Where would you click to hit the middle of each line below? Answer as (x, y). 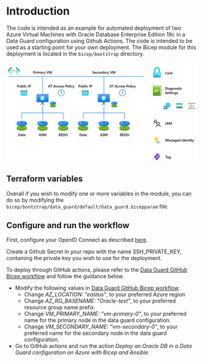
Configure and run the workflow (68, 225)
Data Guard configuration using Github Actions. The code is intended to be (99, 41)
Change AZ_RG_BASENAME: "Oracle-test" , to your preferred (100, 301)
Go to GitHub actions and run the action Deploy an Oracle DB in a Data (103, 346)
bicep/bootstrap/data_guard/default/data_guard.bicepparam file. (88, 206)
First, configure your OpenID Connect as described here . (77, 240)
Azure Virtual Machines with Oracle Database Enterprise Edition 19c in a (96, 34)
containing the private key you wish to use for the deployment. (84, 258)
